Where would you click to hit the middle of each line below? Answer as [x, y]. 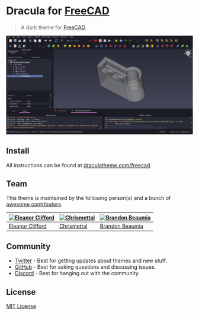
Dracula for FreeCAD [58, 11]
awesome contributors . [34, 204]
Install [18, 151]
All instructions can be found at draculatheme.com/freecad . [79, 165]
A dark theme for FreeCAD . [54, 27]
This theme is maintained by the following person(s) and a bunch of [89, 198]
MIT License [21, 306]
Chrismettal [73, 226]
